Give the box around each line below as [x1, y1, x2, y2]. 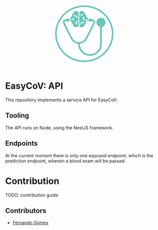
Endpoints [5, 139, 38, 148]
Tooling [5, 111, 29, 120]
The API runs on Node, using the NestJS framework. [5, 124, 114, 131]
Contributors [5, 206, 47, 215]
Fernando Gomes [12, 219, 49, 226]
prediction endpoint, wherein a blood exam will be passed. [5, 158, 126, 164]
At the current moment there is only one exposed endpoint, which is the [5, 152, 153, 158]
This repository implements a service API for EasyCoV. [5, 97, 118, 103]
